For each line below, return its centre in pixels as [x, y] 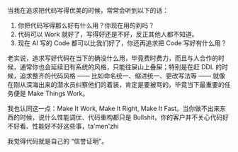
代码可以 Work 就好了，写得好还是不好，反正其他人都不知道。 [108, 34]
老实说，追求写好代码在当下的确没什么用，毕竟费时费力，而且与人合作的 [113, 58]
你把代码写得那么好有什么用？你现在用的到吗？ [86, 25]
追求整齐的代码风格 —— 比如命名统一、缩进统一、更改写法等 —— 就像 [122, 76]
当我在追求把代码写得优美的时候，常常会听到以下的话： [88, 10]
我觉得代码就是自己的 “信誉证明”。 [58, 141]
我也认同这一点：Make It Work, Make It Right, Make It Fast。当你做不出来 [114, 109]
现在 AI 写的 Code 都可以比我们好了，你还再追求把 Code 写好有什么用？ [122, 43]
